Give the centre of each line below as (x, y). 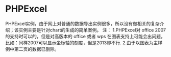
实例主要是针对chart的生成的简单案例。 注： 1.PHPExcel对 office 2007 (92, 30)
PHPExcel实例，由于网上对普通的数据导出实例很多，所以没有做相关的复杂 (82, 23)
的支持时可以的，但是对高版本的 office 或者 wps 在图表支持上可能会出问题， (85, 36)
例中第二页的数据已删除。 (32, 49)
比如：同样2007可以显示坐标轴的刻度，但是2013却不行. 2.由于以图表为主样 (84, 42)
